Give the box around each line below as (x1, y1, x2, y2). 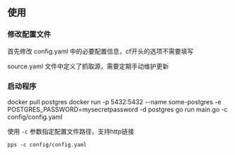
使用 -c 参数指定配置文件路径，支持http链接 (7, 127, 134, 135)
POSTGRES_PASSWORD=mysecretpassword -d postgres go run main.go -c (7, 105, 228, 113)
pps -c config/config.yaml (7, 141, 87, 148)
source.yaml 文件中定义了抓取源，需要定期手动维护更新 (7, 62, 169, 70)
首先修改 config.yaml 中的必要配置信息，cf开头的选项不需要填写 (7, 46, 194, 55)
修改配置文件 (7, 30, 52, 39)
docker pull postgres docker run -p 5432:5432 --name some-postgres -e (7, 97, 222, 106)
